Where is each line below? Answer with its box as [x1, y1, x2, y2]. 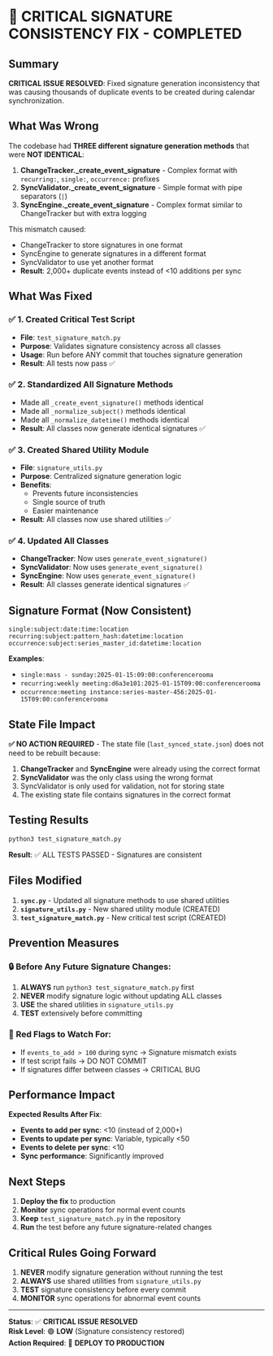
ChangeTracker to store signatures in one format [19, 240, 183, 250]
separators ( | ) [19, 191, 67, 201]
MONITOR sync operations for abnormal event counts [19, 1293, 201, 1303]
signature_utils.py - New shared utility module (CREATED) [19, 904, 221, 914]
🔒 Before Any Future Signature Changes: [8, 961, 171, 972]
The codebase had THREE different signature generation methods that [8, 141, 249, 150]
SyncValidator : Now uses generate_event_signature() [19, 563, 203, 572]
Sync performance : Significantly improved [19, 1151, 164, 1161]
